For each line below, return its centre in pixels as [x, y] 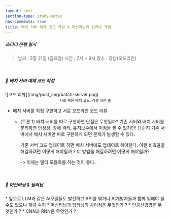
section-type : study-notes [34, 16]
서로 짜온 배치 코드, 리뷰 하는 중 [85, 101]
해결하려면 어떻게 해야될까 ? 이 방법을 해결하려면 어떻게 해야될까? [85, 152]
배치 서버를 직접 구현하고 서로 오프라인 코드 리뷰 [60, 111]
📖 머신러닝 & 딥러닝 [24, 185]
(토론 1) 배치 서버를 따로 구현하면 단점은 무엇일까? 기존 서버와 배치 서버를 [92, 122]
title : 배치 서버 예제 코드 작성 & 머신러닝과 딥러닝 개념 [58, 27]
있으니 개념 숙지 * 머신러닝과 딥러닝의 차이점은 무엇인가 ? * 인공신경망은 [86, 205]
